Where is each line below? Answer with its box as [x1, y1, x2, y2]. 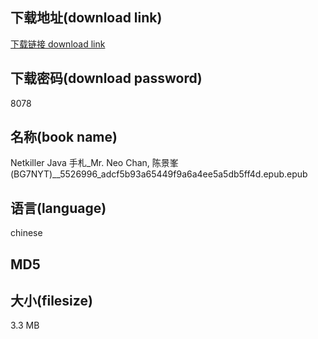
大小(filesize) [10, 293, 93, 310]
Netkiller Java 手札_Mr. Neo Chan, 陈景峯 [10, 157, 179, 169]
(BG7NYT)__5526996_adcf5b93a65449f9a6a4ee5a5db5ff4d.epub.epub [10, 168, 308, 180]
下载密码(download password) [10, 70, 203, 87]
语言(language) [10, 199, 107, 217]
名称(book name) [10, 129, 118, 146]
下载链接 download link [10, 38, 106, 50]
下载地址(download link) [10, 9, 163, 27]
